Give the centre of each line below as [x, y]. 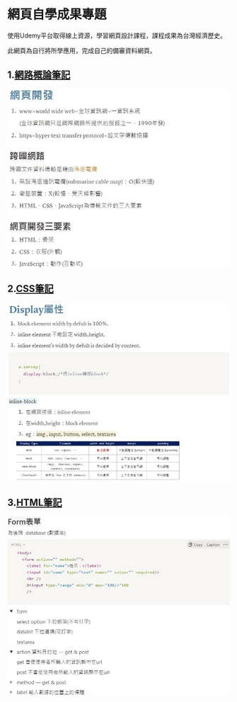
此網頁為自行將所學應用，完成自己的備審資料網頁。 [82, 50]
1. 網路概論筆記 [39, 75]
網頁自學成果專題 [57, 15]
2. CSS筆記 [31, 289]
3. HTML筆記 [35, 503]
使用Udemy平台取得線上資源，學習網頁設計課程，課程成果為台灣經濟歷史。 [117, 35]
